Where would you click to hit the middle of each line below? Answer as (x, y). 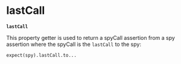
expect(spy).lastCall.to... (42, 55)
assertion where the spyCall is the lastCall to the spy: (74, 44)
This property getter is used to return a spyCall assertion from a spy (91, 37)
